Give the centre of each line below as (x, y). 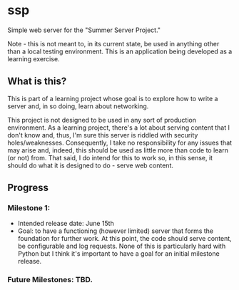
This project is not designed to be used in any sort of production (102, 120)
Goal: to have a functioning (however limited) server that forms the (116, 231)
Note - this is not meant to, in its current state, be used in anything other (113, 43)
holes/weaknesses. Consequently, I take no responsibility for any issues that (120, 143)
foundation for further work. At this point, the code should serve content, (124, 239)
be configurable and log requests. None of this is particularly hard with (122, 246)
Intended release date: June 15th (66, 224)
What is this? (37, 82)
